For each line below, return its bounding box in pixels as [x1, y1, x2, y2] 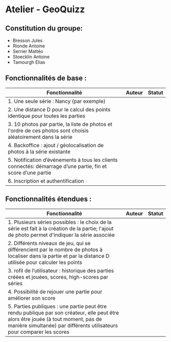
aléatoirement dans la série [8, 133, 73, 140]
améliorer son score [8, 295, 56, 302]
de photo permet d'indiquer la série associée [8, 231, 115, 238]
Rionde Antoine [12, 43, 45, 49]
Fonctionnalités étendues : [5, 195, 92, 204]
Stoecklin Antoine [12, 54, 50, 60]
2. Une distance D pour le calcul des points [8, 106, 111, 113]
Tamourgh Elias [12, 59, 45, 65]
